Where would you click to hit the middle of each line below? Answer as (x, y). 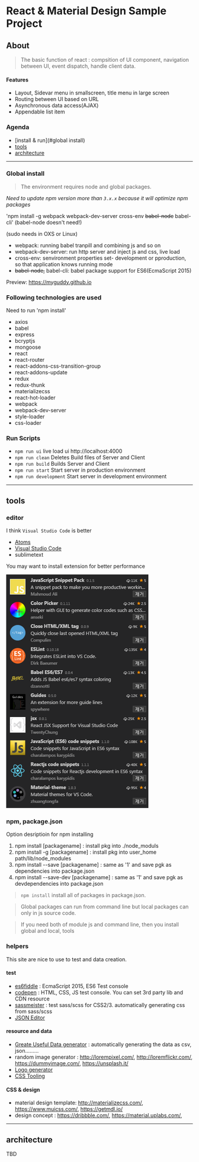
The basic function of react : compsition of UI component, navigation (105, 60)
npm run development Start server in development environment (91, 476)
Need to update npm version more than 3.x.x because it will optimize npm (97, 198)
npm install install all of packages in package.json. (83, 895)
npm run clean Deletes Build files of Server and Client (80, 457)
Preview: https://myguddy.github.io (49, 282)
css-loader (28, 423)
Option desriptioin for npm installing (50, 834)
